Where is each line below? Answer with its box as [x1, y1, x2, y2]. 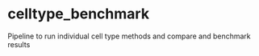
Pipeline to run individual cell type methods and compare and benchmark [7, 31, 251, 41]
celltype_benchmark [7, 5, 150, 23]
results [7, 39, 31, 49]
